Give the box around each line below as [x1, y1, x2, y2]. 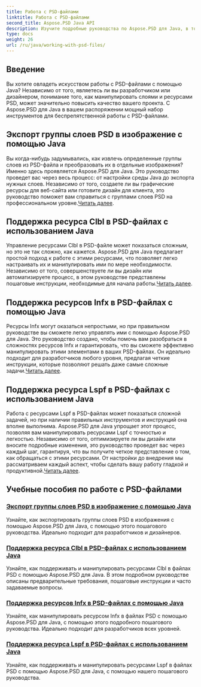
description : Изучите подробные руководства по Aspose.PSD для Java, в [6, 25, 188, 32]
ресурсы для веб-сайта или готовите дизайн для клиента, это [6, 186, 165, 193]
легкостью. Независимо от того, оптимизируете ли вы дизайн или [6, 435, 176, 442]
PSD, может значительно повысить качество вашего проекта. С [6, 99, 170, 107]
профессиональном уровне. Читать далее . [6, 199, 114, 207]
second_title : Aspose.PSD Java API [6, 20, 95, 26]
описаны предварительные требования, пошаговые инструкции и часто [6, 577, 191, 585]
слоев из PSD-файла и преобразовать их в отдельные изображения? [6, 161, 184, 168]
